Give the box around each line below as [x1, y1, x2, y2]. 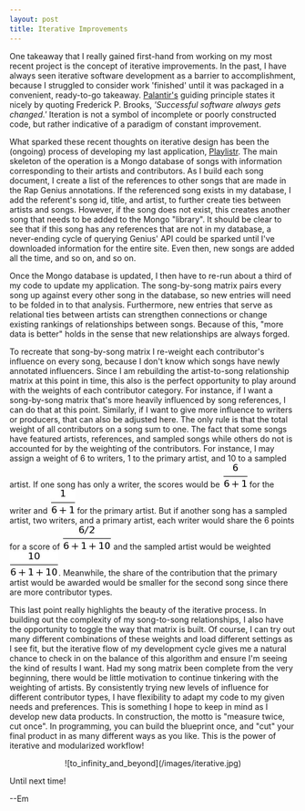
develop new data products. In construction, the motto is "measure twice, [9, 711, 285, 722]
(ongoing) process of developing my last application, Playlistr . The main [9, 146, 278, 157]
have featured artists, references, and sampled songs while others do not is [9, 433, 293, 444]
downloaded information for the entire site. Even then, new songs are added [9, 243, 295, 254]
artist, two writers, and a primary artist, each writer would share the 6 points [9, 515, 295, 525]
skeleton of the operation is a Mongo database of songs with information [9, 155, 282, 166]
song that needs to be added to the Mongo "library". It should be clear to [9, 213, 282, 224]
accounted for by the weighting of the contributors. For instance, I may [9, 442, 275, 453]
